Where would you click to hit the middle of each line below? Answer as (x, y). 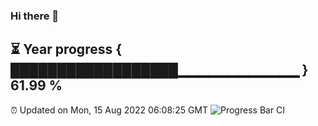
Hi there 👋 (35, 16)
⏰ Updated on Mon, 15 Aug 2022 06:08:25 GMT (109, 110)
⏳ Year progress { (66, 49)
